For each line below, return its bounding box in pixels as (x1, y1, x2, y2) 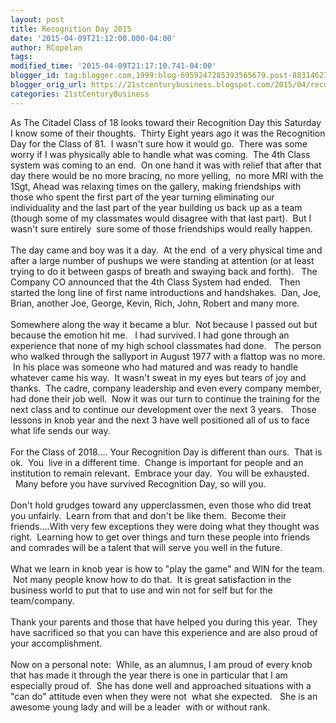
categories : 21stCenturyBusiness (10, 89, 150, 99)
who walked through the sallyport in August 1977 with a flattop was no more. (10, 350, 326, 362)
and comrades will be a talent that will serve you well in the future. (10, 541, 283, 553)
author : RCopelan (10, 42, 83, 53)
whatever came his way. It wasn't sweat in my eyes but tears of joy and (10, 371, 307, 383)
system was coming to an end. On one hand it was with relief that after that (10, 159, 322, 171)
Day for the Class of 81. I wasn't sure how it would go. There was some (10, 137, 308, 150)
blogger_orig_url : (10, 80, 87, 90)
